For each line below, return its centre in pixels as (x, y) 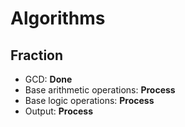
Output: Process (59, 111)
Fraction (37, 55)
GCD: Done (48, 79)
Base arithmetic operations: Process (100, 90)
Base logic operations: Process (89, 100)
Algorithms (58, 18)
